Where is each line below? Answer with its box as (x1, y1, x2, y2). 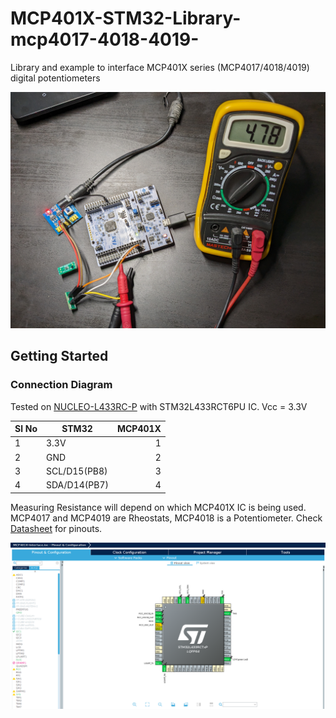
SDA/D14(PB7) (45, 479, 109, 491)
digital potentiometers (10, 72, 101, 84)
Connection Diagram (10, 378, 113, 392)
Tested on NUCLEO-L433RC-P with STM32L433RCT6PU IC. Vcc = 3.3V (10, 400, 308, 412)
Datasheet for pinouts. (10, 522, 103, 534)
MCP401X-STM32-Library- (10, 7, 242, 30)
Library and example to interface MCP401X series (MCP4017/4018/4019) (10, 61, 310, 73)
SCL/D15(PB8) (45, 465, 108, 477)
